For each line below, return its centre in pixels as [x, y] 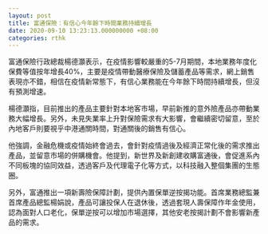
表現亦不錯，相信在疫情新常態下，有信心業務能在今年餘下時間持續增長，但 [130, 81]
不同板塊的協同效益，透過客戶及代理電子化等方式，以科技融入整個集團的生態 [134, 165]
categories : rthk [37, 38]
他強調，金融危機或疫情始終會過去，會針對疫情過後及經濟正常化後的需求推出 [134, 145]
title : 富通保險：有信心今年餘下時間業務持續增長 [80, 23]
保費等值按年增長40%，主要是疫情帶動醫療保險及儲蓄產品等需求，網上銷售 [132, 72]
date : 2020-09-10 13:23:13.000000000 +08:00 [83, 30]
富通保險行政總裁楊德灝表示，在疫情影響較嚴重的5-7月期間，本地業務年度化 [133, 61]
